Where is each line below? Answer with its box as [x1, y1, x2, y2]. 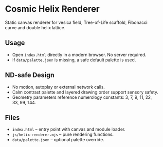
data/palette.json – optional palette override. [12, 137, 105, 143]
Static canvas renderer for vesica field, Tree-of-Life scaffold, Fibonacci [5, 19, 147, 25]
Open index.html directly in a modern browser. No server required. [12, 52, 146, 57]
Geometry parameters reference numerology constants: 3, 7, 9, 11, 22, [12, 94, 152, 100]
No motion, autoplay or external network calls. [12, 84, 105, 90]
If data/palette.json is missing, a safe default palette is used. [12, 57, 136, 63]
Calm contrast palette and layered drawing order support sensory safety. [12, 89, 159, 95]
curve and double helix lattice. [5, 24, 66, 30]
